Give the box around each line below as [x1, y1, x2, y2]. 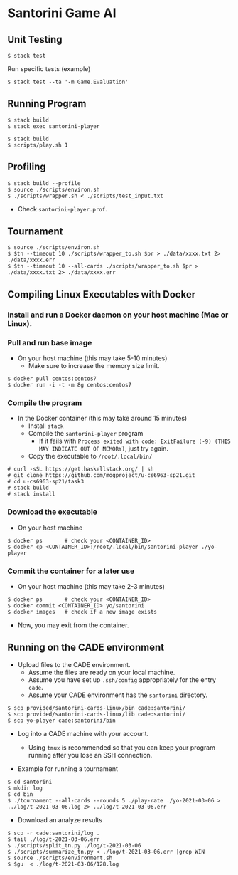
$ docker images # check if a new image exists [7, 608, 158, 615]
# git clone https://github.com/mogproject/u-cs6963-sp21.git [7, 472, 195, 479]
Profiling [7, 161, 46, 173]
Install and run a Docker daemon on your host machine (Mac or [7, 310, 229, 320]
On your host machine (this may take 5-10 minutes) [17, 354, 168, 362]
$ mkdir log [7, 785, 43, 792]
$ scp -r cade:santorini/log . [7, 829, 100, 837]
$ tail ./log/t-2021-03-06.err [7, 835, 100, 843]
